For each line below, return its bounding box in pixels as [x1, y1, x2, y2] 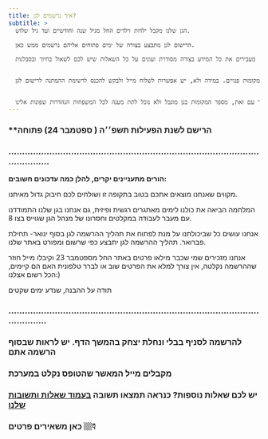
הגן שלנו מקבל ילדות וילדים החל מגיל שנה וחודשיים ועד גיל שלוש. [15, 26, 191, 34]
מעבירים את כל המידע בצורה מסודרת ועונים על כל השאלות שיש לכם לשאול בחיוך [39, 55, 256, 64]
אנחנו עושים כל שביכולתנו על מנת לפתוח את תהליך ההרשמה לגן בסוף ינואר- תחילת [8, 229, 258, 239]
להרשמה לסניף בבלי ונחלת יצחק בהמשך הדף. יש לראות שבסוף [8, 336, 242, 347]
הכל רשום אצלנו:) [8, 270, 61, 279]
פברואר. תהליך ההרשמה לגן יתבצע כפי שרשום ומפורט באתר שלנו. [8, 237, 207, 247]
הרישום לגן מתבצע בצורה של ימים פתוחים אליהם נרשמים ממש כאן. [15, 41, 195, 49]
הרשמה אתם [8, 346, 57, 358]
